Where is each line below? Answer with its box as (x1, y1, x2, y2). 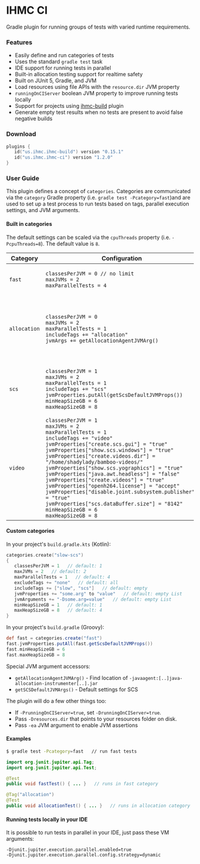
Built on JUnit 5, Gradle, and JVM (14, 77, 97, 84)
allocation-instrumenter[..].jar (14, 680, 98, 686)
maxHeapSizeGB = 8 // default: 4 (14, 607, 102, 614)
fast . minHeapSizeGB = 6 (6, 646, 65, 652)
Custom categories (6, 527, 55, 534)
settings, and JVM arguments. (6, 207, 80, 214)
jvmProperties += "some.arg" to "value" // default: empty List (14, 590, 183, 596)
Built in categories (6, 220, 52, 227)
